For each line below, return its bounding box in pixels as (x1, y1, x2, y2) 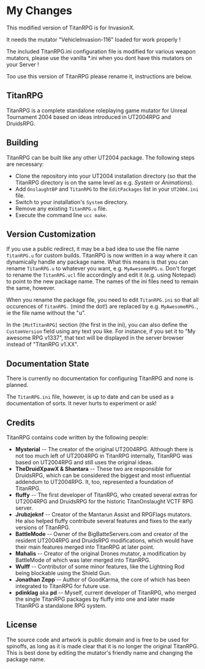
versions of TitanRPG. (15, 524, 70, 531)
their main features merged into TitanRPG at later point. (15, 543, 155, 551)
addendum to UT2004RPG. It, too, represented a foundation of (15, 478, 173, 485)
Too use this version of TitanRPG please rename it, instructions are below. (6, 72, 193, 80)
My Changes (6, 4, 72, 18)
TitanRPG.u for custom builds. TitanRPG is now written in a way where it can (6, 252, 198, 259)
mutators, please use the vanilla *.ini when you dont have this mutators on (6, 54, 193, 61)
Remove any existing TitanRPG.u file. (15, 205, 108, 212)
